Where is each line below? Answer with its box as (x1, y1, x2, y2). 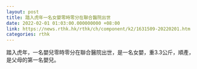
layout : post (6, 8, 39, 15)
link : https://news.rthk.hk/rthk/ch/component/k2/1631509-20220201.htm (6, 25, 190, 32)
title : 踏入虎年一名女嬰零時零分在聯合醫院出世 (6, 15, 111, 21)
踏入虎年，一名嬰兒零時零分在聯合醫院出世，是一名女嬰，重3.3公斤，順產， (6, 49, 195, 56)
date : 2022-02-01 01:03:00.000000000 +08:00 (6, 20, 120, 26)
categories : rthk (6, 31, 50, 38)
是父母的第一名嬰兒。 (6, 56, 59, 64)
